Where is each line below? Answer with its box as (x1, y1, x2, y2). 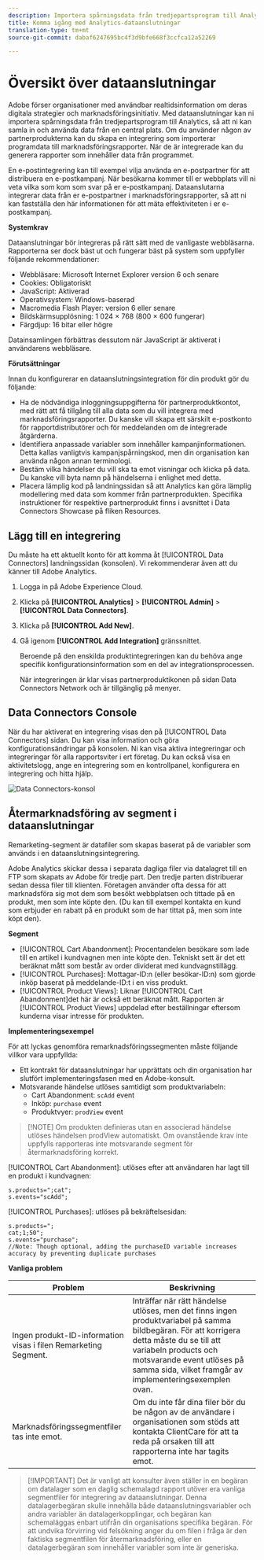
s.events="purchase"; (8, 1236, 79, 1244)
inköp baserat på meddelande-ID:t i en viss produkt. (19, 977, 189, 987)
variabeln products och (132, 1344, 218, 1355)
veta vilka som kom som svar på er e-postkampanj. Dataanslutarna (8, 183, 225, 192)
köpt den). (8, 913, 42, 923)
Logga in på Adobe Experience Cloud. (19, 582, 143, 591)
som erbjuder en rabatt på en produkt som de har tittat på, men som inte (8, 905, 242, 915)
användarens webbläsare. (8, 344, 92, 353)
